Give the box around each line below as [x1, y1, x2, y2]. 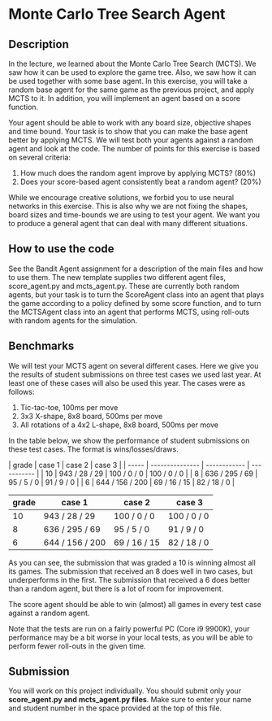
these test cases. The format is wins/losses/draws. [8, 444, 179, 454]
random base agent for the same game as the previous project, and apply [8, 85, 254, 94]
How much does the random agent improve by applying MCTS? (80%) [19, 168, 257, 177]
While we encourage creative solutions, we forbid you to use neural [8, 193, 234, 202]
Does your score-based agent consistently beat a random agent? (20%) [19, 177, 261, 186]
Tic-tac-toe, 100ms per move [19, 402, 119, 412]
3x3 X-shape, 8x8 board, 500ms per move [19, 411, 163, 421]
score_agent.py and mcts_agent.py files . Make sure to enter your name [8, 695, 252, 705]
